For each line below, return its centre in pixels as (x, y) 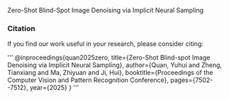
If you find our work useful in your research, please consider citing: (106, 44)
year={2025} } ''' (54, 88)
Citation (21, 28)
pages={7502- (191, 80)
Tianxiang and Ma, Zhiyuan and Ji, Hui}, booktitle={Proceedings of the (110, 73)
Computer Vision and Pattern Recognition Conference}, (88, 80)
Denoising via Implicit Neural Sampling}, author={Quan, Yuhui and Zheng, (114, 65)
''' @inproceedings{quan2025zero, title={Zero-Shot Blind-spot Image (109, 58)
